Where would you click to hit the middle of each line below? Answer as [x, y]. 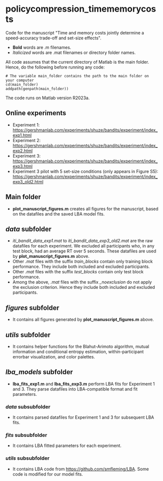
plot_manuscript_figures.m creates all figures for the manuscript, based [85, 209]
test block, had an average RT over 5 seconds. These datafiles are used [84, 251]
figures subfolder [33, 308]
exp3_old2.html [28, 181]
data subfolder [29, 229]
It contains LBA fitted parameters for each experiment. [67, 445]
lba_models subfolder [39, 372]
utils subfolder [28, 335]
